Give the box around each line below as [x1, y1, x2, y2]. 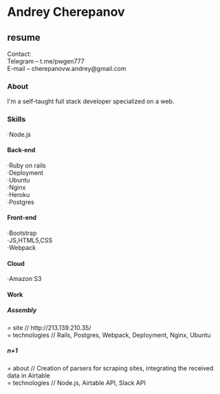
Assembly [7, 306, 37, 314]
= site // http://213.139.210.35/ [7, 323, 91, 331]
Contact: [7, 50, 32, 58]
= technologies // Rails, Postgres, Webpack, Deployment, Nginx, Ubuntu [7, 331, 211, 339]
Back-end [7, 146, 36, 154]
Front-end [7, 214, 36, 222]
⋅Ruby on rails [7, 161, 46, 169]
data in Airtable [7, 371, 50, 380]
